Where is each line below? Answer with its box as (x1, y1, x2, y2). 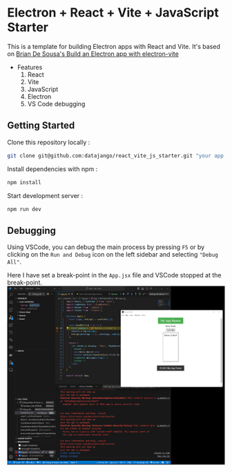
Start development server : (7, 191, 84, 199)
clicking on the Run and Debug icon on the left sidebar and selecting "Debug (7, 250, 219, 259)
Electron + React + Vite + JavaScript (7, 5, 219, 21)
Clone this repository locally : (7, 138, 90, 146)
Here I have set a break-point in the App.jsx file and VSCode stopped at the (7, 271, 222, 279)
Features (17, 63, 43, 71)
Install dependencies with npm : (7, 164, 98, 173)
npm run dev (7, 206, 41, 213)
